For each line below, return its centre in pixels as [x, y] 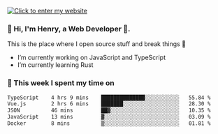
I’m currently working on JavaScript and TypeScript [92, 58]
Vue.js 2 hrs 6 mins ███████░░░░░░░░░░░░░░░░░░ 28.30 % [109, 104]
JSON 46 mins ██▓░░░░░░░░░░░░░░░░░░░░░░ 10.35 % [109, 111]
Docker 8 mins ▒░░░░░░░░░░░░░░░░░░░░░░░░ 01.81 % [109, 124]
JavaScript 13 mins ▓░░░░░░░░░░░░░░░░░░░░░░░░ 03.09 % [109, 117]
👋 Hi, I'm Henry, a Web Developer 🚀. [69, 29]
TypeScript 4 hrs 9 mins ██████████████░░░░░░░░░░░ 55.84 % [109, 98]
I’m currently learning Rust [55, 65]
